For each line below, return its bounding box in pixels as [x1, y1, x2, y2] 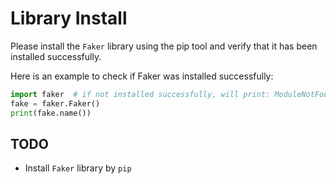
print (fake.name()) [10, 108, 92, 118]
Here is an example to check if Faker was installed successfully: [10, 70, 274, 82]
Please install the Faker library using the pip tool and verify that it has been [10, 40, 318, 52]
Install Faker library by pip [24, 162, 132, 174]
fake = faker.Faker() [10, 98, 101, 109]
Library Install [10, 7, 128, 30]
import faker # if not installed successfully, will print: [10, 89, 271, 99]
